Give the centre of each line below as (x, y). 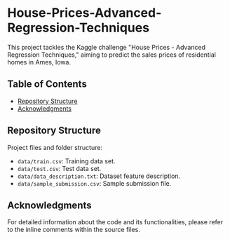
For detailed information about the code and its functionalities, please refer (115, 222)
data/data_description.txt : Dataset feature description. (99, 176)
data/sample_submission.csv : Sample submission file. (94, 183)
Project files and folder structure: (55, 147)
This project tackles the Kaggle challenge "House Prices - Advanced (106, 47)
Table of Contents (47, 84)
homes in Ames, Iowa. (39, 62)
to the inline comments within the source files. (74, 230)
